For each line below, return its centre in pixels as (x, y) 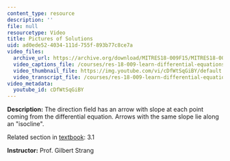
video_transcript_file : (47, 77)
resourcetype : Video (37, 33)
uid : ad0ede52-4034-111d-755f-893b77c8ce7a (70, 45)
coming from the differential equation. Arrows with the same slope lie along (113, 116)
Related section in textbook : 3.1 (51, 137)
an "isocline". (26, 124)
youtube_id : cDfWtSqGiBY (49, 90)
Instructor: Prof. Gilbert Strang (51, 151)
